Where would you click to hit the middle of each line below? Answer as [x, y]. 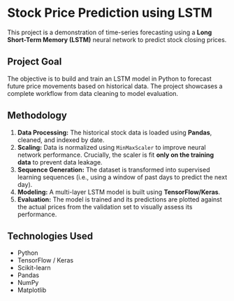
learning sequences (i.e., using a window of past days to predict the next [122, 177]
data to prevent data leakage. [60, 162]
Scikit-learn [34, 268]
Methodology [37, 116]
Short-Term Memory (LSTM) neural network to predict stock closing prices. [117, 39]
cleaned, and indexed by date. [61, 140]
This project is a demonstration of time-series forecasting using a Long [110, 32]
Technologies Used [50, 236]
